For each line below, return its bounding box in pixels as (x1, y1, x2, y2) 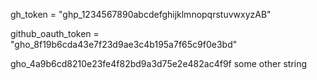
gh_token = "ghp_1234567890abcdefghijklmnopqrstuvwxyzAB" (10, 9, 272, 20)
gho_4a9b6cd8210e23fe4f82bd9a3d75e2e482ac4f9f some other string (10, 58, 308, 69)
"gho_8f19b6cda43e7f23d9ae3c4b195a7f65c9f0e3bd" (10, 39, 238, 50)
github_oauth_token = (10, 28, 100, 39)
